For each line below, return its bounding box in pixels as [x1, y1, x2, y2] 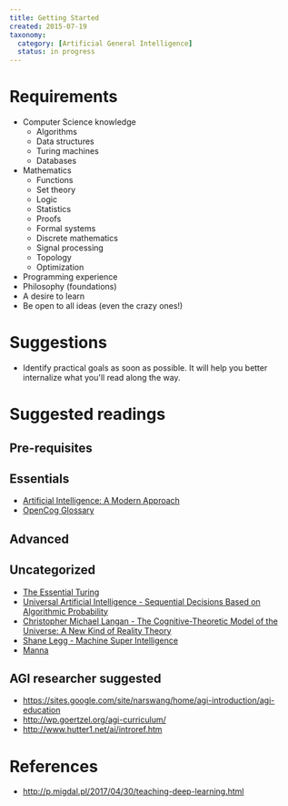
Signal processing [35, 242, 104, 253]
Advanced [9, 531, 70, 546]
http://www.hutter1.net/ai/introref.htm [22, 724, 163, 735]
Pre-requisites [9, 440, 93, 455]
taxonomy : [9, 30, 47, 39]
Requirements [9, 87, 118, 107]
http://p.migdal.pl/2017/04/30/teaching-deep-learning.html [22, 786, 244, 797]
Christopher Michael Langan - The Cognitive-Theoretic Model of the [22, 616, 279, 627]
